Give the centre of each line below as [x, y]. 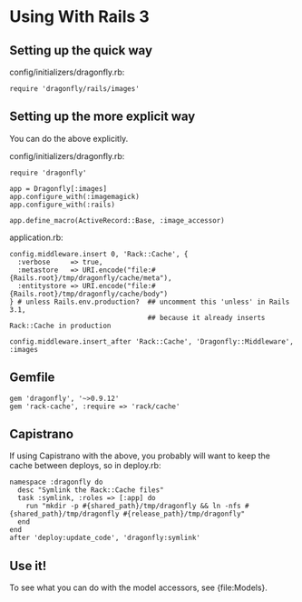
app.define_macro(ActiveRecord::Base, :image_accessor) [117, 220]
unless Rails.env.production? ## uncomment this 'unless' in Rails [158, 302]
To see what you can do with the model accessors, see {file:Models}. [138, 587]
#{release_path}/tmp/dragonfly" [184, 514]
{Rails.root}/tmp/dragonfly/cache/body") [89, 294]
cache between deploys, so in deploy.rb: [85, 466]
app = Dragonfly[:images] [58, 188]
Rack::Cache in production [60, 326]
